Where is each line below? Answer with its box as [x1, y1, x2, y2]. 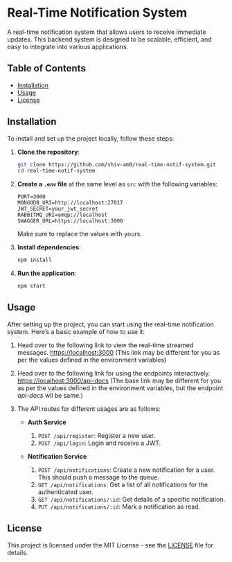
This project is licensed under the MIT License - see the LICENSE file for [7, 541, 213, 549]
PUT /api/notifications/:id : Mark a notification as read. [37, 502, 201, 511]
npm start [17, 283, 46, 290]
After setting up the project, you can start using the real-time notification [7, 320, 215, 328]
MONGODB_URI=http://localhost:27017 [17, 200, 123, 207]
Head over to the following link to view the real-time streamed [17, 341, 194, 349]
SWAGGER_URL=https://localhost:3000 [17, 218, 123, 225]
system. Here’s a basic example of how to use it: [7, 327, 145, 335]
